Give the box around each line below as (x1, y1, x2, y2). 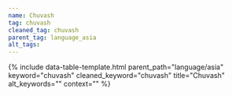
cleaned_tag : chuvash (8, 26, 79, 34)
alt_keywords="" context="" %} (8, 79, 112, 89)
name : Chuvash (8, 11, 55, 20)
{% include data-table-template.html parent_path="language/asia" (8, 62, 224, 72)
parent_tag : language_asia (8, 33, 97, 42)
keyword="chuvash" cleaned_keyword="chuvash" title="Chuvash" (8, 71, 226, 80)
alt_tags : (8, 41, 41, 49)
